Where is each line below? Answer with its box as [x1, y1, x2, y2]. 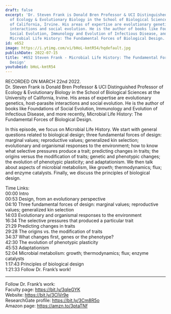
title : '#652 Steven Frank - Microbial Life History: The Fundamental [5, 55, 158, 60]
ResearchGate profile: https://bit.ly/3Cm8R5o [5, 297, 100, 304]
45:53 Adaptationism [5, 245, 49, 251]
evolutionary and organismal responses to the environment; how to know [5, 142, 158, 149]
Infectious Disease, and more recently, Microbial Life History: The [5, 111, 142, 117]
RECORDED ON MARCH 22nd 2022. [5, 79, 81, 85]
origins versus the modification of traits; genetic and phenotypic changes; [5, 154, 160, 160]
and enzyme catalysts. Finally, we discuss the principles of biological [5, 170, 150, 176]
